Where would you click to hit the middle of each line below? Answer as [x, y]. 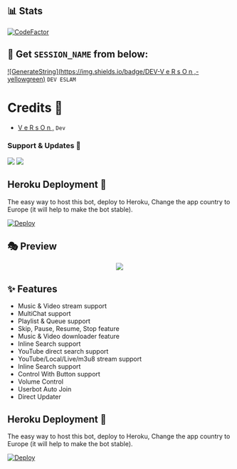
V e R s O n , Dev [42, 127]
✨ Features [32, 289]
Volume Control [41, 381]
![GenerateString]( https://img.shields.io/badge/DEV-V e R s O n [100, 71]
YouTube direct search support [63, 352]
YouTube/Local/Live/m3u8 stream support [80, 359]
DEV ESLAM [62, 80]
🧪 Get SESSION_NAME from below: [78, 54]
